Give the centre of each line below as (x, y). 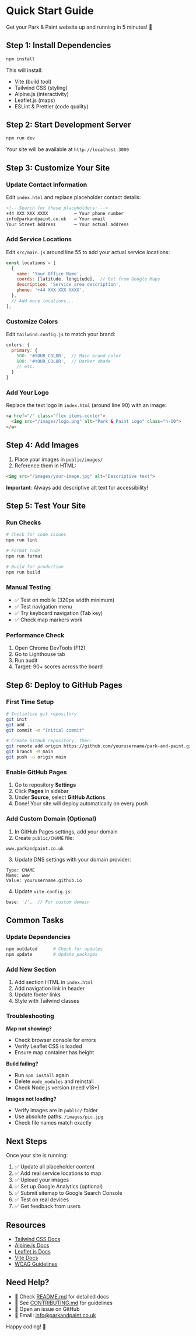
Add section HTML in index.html (54, 982)
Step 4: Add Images (43, 445)
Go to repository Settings (45, 785)
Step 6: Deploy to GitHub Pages (64, 685)
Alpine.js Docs (32, 1245)
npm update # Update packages (52, 954)
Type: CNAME (20, 870)
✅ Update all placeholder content (55, 1167)
